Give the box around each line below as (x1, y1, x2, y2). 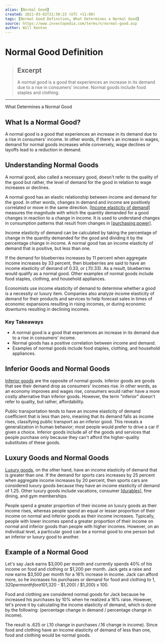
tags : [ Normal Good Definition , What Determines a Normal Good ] (5, 16, 139, 21)
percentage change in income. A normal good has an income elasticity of (5, 240, 153, 246)
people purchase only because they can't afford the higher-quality (5, 434, 139, 440)
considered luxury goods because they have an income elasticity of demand (5, 482, 160, 488)
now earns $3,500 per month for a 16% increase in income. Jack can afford (5, 571, 158, 578)
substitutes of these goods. (5, 439, 60, 445)
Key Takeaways (5, 318, 44, 325)
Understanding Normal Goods (5, 161, 99, 170)
